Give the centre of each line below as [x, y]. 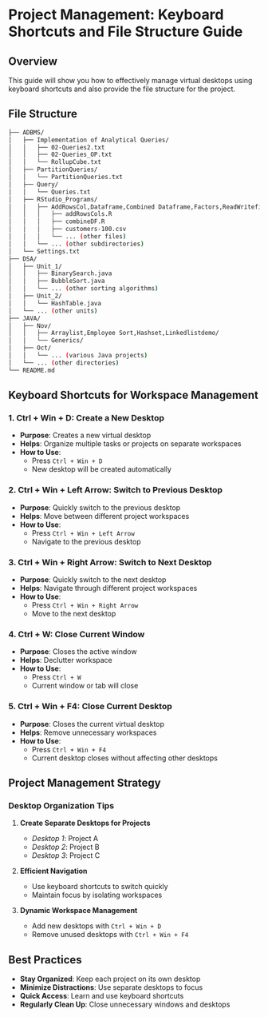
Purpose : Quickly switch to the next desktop [93, 579]
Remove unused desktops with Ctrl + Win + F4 [110, 935]
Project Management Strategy [85, 782]
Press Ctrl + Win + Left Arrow [83, 532]
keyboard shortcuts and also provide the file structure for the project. [122, 89]
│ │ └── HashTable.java [55, 303]
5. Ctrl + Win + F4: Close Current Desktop [91, 707]
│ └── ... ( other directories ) [64, 363]
